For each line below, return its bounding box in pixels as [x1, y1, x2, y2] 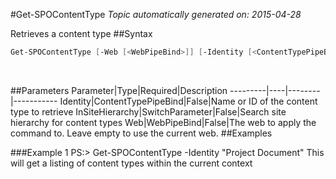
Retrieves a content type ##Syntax [10, 28, 153, 39]
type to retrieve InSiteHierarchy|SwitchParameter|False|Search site [10, 105, 287, 118]
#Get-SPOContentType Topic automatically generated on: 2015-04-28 [10, 9, 302, 20]
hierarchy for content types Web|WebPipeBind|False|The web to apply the [10, 116, 317, 128]
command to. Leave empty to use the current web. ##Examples [10, 127, 273, 139]
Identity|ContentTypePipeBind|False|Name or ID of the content [59, 95, 318, 107]
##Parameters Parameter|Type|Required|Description [10, 84, 228, 96]
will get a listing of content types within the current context [10, 157, 253, 169]
